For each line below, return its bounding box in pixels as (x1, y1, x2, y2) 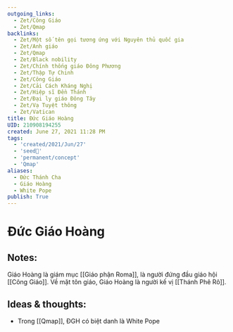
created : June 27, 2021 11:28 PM (7, 128, 106, 135)
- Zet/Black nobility (13, 56, 77, 63)
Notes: (7, 251, 37, 264)
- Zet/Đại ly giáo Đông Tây (13, 96, 96, 103)
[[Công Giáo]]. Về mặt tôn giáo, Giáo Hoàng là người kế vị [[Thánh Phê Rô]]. (7, 278, 227, 286)
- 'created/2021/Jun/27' (13, 141, 87, 148)
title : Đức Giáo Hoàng (7, 115, 74, 122)
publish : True (7, 193, 49, 200)
